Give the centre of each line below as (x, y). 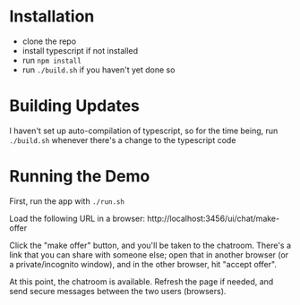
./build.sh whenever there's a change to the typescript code (123, 140)
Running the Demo (80, 177)
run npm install (52, 60)
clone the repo (49, 41)
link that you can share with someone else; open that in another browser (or (149, 254)
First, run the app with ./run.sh (67, 201)
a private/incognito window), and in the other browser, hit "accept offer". (143, 264)
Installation (52, 17)
